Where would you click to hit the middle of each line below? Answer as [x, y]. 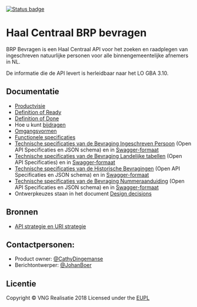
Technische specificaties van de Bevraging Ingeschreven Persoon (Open [103, 143]
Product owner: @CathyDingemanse [59, 259]
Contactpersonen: [41, 245]
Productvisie [30, 105]
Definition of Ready [38, 112]
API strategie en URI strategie [50, 226]
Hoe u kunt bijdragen [40, 124]
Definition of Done [37, 118]
